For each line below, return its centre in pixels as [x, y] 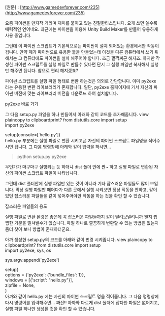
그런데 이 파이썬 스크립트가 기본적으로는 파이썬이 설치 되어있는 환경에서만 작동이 [82, 46]
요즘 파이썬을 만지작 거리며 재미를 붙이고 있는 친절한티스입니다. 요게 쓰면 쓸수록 [81, 23]
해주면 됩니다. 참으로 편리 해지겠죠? [44, 70]
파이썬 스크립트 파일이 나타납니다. [46, 173]
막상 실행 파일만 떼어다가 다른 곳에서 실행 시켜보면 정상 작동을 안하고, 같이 [86, 190]
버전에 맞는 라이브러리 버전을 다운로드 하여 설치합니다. [66, 93]
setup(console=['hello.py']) [33, 135]
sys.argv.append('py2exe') [32, 260]
